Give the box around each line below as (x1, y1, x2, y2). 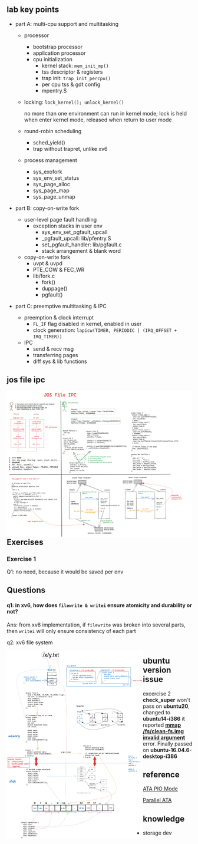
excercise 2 (143, 690, 171, 697)
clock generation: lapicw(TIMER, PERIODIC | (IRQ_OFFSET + (32, 327, 177, 334)
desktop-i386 (143, 753, 177, 760)
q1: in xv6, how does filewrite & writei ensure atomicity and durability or (6, 602, 192, 609)
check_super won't (143, 696, 190, 703)
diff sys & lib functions (32, 358, 87, 365)
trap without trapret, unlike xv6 (32, 145, 108, 152)
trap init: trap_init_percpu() (41, 74, 111, 81)
